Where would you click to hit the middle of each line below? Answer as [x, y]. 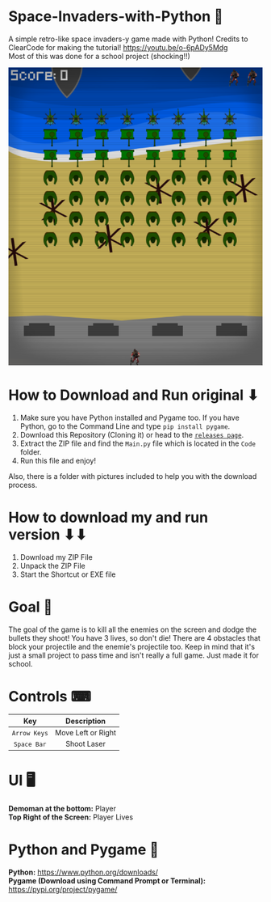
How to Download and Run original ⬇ [134, 395]
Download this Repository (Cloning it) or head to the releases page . [132, 434]
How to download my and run [108, 517]
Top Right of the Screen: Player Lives [71, 817]
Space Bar [30, 745]
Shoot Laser [86, 744]
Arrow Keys [30, 734]
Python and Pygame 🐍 [84, 850]
